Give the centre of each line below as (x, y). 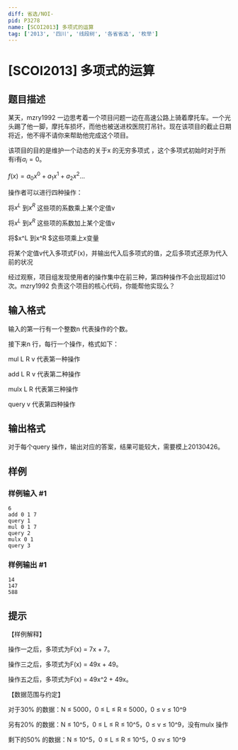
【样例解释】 (27, 634)
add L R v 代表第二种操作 (44, 374)
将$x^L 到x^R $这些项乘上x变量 (53, 237)
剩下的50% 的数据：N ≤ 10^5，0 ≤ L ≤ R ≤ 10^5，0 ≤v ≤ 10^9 (97, 740)
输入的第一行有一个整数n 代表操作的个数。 (70, 329)
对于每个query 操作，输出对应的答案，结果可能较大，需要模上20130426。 (116, 447)
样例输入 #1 (27, 493)
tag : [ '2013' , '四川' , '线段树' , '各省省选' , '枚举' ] (83, 34)
